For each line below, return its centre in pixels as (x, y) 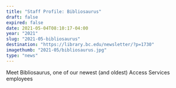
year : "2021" (22, 34)
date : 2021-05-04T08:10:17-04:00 (47, 28)
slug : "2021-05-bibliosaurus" (43, 39)
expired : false (25, 22)
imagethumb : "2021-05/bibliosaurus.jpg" (57, 50)
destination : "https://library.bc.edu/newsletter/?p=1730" (80, 45)
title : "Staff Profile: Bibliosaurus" (54, 12)
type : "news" (22, 56)
